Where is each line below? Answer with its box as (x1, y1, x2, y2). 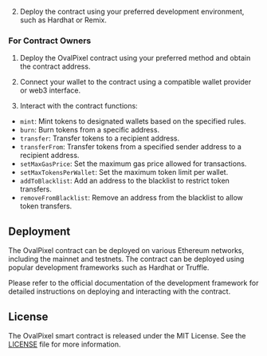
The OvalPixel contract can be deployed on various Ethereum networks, (8, 246, 245, 255)
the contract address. (19, 61, 91, 71)
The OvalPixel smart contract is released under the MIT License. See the (8, 330, 246, 340)
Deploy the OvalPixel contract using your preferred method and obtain (19, 53, 251, 63)
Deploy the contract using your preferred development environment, (19, 7, 245, 16)
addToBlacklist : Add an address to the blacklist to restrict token (19, 176, 230, 186)
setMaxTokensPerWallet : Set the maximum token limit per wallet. (19, 168, 229, 177)
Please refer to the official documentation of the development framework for (8, 279, 259, 288)
